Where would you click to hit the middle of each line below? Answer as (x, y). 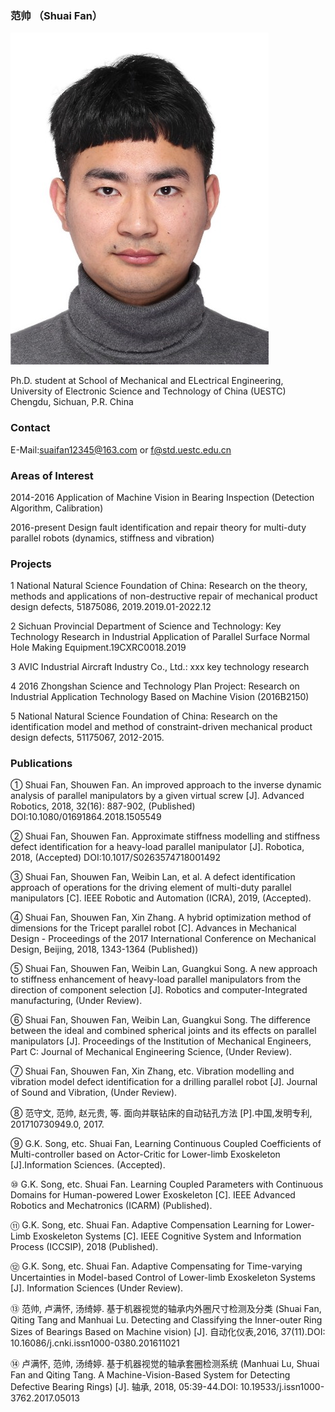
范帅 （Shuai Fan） (56, 15)
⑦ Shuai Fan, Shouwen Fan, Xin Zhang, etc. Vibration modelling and (152, 1071)
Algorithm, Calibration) (57, 508)
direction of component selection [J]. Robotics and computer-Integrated (159, 990)
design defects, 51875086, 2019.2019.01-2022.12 (111, 607)
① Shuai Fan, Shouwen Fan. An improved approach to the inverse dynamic (166, 785)
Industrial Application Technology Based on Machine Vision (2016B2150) (160, 697)
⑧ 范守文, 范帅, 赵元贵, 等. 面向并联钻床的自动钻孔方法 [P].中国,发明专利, (161, 1113)
